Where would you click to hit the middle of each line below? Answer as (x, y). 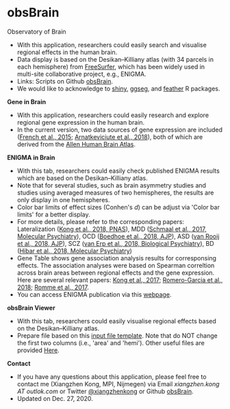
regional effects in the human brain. (67, 52)
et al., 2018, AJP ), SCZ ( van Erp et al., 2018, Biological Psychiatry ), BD (115, 243)
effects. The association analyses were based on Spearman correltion (116, 265)
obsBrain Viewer (31, 308)
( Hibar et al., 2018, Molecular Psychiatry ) (74, 251)
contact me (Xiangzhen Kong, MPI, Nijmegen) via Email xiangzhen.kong (118, 384)
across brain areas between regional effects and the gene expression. (116, 273)
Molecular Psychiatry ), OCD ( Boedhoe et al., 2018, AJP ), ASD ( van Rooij (118, 236)
